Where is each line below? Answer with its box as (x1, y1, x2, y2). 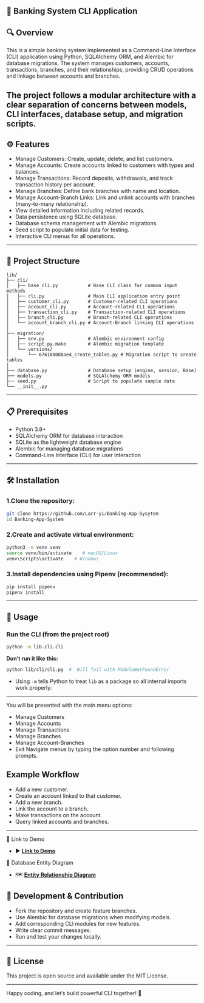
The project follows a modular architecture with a (6, 90, 196, 100)
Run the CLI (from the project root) (6, 630, 110, 638)
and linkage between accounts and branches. (6, 72, 121, 80)
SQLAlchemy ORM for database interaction (15, 432, 123, 440)
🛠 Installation (6, 475, 59, 486)
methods (6, 288, 26, 294)
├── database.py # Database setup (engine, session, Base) (6, 368, 197, 374)
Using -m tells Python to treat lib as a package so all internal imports (15, 678, 187, 685)
